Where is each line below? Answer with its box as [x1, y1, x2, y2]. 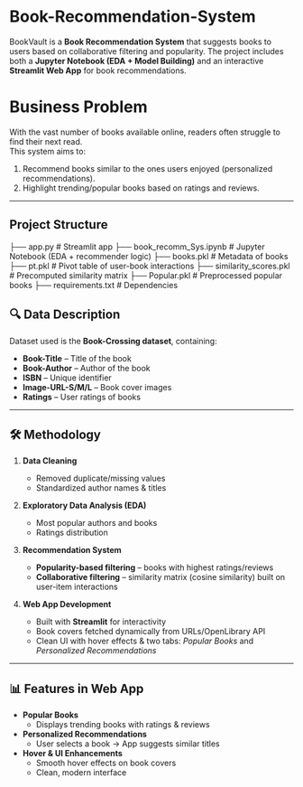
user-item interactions [35, 581, 119, 593]
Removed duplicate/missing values [35, 473, 166, 484]
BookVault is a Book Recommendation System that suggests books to [9, 36, 272, 47]
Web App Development [22, 599, 112, 610]
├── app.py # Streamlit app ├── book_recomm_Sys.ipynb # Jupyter [9, 241, 265, 252]
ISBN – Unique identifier [22, 372, 113, 383]
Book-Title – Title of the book [22, 352, 133, 363]
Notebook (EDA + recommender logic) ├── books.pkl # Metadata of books [9, 250, 289, 261]
